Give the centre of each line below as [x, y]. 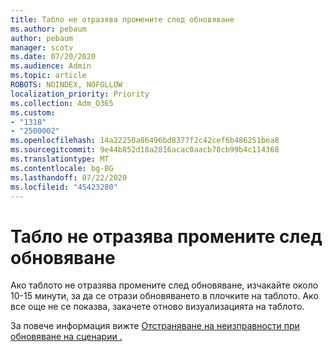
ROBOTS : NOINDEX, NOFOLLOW [66, 85]
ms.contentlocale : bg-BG [62, 168]
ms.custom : [33, 112]
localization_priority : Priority [80, 94]
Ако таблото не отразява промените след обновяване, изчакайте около [164, 285]
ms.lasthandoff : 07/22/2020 [69, 177]
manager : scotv [42, 47]
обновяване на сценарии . [66, 337]
